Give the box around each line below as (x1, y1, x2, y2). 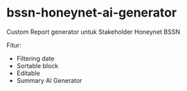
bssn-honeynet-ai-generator (6, 5, 177, 21)
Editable (16, 69, 40, 77)
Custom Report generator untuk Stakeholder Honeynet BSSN (6, 28, 181, 36)
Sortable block (16, 61, 59, 70)
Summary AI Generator (16, 76, 82, 84)
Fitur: (6, 41, 21, 49)
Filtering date (16, 54, 55, 63)
